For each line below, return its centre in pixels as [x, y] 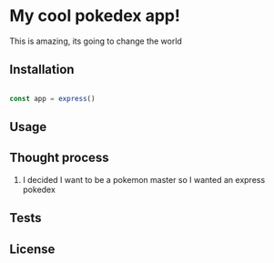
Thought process [59, 158]
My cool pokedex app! [95, 16]
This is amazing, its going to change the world [96, 41]
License [32, 249]
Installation [42, 70]
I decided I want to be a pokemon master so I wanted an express [144, 179]
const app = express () [52, 98]
